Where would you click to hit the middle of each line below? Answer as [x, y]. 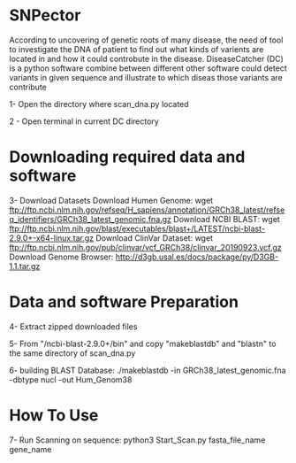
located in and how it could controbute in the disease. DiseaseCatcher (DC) [147, 58]
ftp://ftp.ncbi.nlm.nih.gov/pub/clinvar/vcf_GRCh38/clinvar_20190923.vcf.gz [146, 247]
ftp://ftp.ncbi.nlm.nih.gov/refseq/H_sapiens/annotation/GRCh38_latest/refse [147, 210]
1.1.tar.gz [25, 266]
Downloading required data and [127, 157]
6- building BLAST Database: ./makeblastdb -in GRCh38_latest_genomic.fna [148, 370]
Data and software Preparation [124, 302]
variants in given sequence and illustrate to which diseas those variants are [146, 77]
